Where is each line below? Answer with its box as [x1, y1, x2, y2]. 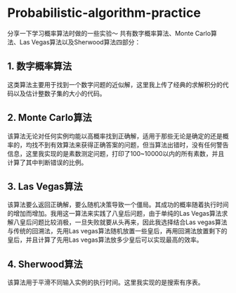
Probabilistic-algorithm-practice [7, 5, 202, 21]
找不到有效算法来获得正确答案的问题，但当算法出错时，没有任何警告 [31, 141, 229, 149]
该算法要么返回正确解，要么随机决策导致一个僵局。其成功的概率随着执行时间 [7, 200, 229, 209]
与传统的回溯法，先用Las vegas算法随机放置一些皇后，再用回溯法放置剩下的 [7, 227, 228, 235]
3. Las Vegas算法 [7, 181, 83, 193]
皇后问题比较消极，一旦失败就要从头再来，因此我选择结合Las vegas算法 [19, 218, 228, 226]
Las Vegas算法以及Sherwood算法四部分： [19, 37, 141, 46]
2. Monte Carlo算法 [7, 112, 93, 124]
